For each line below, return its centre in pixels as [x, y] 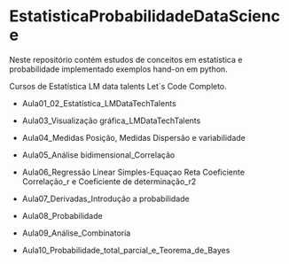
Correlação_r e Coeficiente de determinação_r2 [109, 181]
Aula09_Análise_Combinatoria [76, 233]
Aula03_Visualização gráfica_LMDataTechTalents [111, 120]
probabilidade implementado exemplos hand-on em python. [118, 69]
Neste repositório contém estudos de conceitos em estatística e [126, 59]
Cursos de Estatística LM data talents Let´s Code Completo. [118, 86]
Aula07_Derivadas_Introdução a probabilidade [106, 198]
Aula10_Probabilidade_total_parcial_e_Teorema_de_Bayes [126, 250]
